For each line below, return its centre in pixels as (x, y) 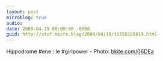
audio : (14, 23)
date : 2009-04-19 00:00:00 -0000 (48, 29)
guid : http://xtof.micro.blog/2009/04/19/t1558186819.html (82, 34)
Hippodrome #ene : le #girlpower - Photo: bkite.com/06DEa (80, 51)
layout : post (23, 12)
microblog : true (26, 18)
